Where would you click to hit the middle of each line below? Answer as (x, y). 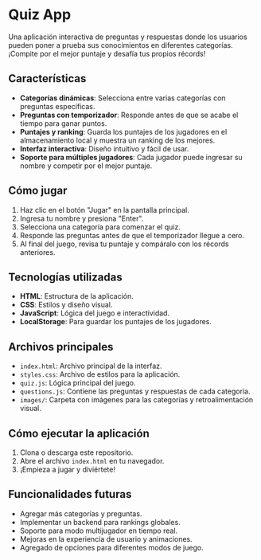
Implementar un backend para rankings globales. (100, 522)
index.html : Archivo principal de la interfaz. (91, 366)
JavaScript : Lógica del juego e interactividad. (94, 313)
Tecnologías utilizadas (65, 277)
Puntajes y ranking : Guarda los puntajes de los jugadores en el (123, 131)
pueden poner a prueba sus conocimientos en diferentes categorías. (121, 45)
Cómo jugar (38, 191)
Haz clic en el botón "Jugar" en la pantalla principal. (104, 210)
